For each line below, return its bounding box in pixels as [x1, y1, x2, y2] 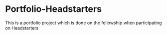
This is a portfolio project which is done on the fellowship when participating [5, 20, 162, 26]
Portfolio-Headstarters [5, 3, 102, 15]
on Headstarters [5, 25, 39, 31]
